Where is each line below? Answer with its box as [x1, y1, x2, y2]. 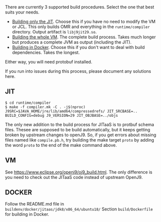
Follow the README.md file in [5, 201, 64, 207]
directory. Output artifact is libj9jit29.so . [12, 29, 97, 34]
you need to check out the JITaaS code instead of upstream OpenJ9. [5, 174, 143, 180]
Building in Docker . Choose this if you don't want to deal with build [12, 45, 145, 50]
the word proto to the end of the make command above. [5, 142, 117, 148]
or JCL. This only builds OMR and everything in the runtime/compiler [12, 24, 150, 30]
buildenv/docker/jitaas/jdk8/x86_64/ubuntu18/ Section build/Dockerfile [5, 206, 153, 212]
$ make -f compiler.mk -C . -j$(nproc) [5, 104, 86, 110]
